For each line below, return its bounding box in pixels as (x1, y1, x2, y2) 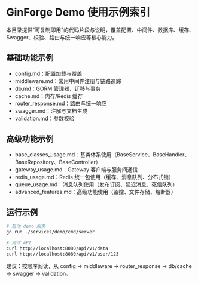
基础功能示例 (6, 53, 54, 63)
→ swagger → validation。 (6, 270, 72, 277)
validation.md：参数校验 (14, 115, 75, 122)
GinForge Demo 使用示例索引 (6, 5, 151, 19)
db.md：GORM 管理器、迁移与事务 (14, 85, 101, 92)
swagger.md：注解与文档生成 (14, 107, 88, 114)
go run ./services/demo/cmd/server (6, 229, 95, 235)
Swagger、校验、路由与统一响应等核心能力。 (6, 33, 118, 41)
